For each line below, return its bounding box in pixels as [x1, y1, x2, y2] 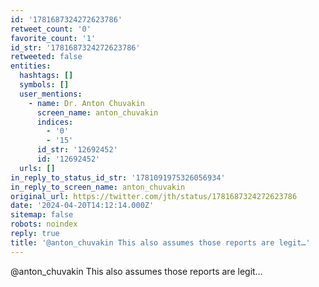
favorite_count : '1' [10, 33, 97, 43]
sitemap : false [10, 210, 74, 220]
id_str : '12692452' [36, 145, 118, 155]
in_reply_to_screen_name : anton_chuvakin [10, 182, 186, 192]
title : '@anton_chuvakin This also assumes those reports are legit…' [10, 237, 311, 248]
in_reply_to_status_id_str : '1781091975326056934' [10, 172, 226, 183]
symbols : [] [19, 80, 70, 90]
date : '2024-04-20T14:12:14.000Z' [10, 201, 155, 211]
